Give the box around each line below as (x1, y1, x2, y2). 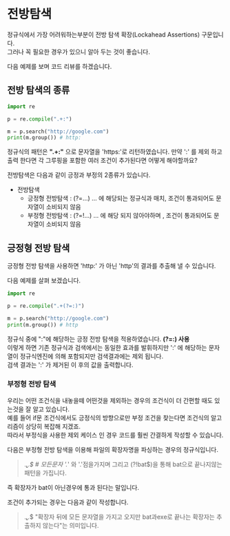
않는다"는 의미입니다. (42, 521, 99, 529)
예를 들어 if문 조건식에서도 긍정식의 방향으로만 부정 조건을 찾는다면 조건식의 (7, 413, 210, 422)
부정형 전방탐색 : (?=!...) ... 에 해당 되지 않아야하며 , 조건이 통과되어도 (27, 212, 212, 220)
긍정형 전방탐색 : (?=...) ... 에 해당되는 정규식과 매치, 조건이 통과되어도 (27, 194, 215, 203)
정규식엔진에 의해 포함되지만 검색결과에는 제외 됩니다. (19, 352, 164, 360)
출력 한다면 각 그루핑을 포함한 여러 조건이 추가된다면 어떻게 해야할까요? (7, 156, 198, 165)
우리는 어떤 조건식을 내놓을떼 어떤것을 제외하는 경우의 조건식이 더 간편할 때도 (7, 396, 213, 404)
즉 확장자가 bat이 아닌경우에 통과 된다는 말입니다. (7, 483, 140, 491)
